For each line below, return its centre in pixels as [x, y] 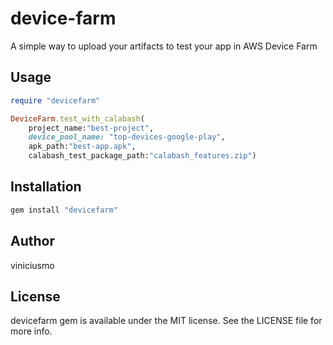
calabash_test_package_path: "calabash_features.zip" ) [142, 156]
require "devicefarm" [55, 100]
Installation [46, 187]
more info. [31, 331]
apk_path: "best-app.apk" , [82, 147]
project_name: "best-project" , [91, 128]
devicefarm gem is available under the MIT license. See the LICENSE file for [166, 321]
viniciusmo [32, 265]
